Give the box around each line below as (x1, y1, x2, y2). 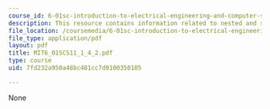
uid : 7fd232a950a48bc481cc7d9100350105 (8, 64, 142, 72)
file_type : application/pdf (8, 34, 103, 42)
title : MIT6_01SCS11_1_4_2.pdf (8, 49, 113, 57)
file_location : (8, 26, 59, 34)
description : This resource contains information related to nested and (8, 19, 257, 27)
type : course (8, 57, 52, 65)
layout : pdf (8, 42, 48, 50)
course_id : (8, 11, 45, 20)
